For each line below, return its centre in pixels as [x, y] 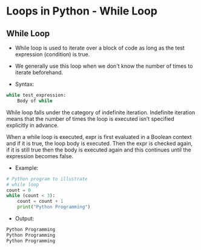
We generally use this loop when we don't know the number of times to [104, 66]
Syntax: [25, 84]
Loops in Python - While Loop [82, 11]
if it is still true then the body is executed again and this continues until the [99, 150]
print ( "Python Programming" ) [54, 207]
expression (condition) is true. [52, 54]
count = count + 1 [40, 201]
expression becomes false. [40, 156]
